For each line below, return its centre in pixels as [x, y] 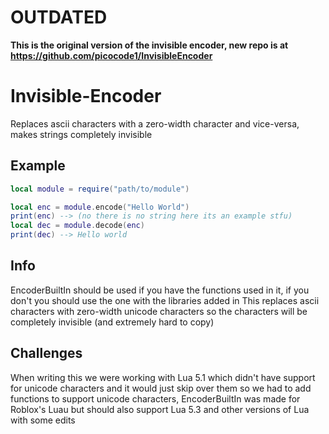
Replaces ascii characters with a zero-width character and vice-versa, [155, 123]
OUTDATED [59, 17]
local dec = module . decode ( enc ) [77, 226]
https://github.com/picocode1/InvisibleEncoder [111, 55]
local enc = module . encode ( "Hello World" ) [100, 207]
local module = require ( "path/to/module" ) [100, 189]
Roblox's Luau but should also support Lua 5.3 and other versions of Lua [160, 409]
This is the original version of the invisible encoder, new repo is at [149, 45]
